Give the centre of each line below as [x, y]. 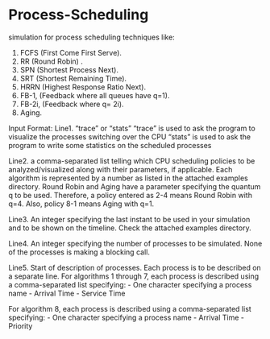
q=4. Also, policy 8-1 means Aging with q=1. [81, 204]
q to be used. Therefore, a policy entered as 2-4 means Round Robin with [130, 195]
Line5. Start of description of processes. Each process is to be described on [135, 267]
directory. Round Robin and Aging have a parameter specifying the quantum [135, 186]
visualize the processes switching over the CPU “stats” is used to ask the [130, 136]
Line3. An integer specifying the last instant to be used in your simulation [129, 219]
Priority [21, 326]
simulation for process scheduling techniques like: [91, 37]
